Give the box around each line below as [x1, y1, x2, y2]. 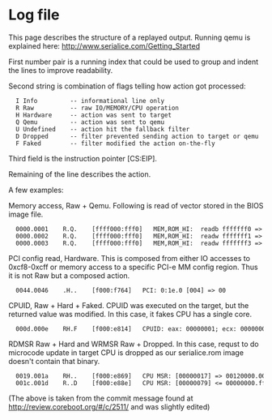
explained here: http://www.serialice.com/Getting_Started [8, 41, 201, 50]
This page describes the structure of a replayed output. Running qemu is [8, 32, 251, 42]
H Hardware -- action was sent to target [15, 111, 172, 119]
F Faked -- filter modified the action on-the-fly [15, 139, 216, 148]
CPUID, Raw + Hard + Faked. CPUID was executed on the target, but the [8, 300, 249, 310]
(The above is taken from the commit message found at [8, 393, 193, 403]
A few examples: [8, 185, 64, 195]
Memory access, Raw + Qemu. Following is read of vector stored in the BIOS [8, 200, 264, 210]
